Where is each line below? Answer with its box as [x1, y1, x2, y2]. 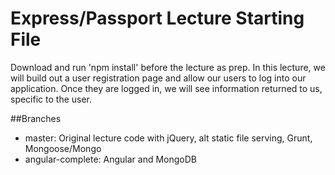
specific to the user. [10, 93, 93, 105]
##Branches [10, 112, 62, 124]
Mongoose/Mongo [24, 142, 102, 154]
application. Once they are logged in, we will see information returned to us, [10, 82, 323, 94]
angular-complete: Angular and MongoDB [24, 153, 198, 165]
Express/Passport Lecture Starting [10, 7, 305, 30]
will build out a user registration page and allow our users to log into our [10, 72, 307, 84]
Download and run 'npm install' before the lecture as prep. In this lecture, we [10, 61, 326, 73]
